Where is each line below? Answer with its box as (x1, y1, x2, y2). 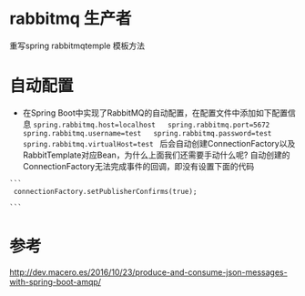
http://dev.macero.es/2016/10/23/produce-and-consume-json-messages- (9, 266, 289, 278)
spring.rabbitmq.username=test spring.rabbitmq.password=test (22, 128, 272, 138)
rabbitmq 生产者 (9, 8, 132, 29)
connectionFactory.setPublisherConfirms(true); (13, 187, 198, 196)
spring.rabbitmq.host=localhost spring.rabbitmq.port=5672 (33, 120, 270, 129)
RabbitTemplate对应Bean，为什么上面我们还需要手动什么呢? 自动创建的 (22, 149, 290, 160)
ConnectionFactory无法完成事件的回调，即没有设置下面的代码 (22, 160, 255, 171)
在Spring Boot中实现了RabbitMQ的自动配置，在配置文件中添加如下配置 (22, 107, 289, 118)
